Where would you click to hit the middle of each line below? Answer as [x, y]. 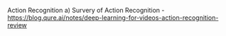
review [17, 25]
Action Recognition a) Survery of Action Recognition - [86, 10]
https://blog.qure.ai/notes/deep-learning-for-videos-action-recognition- [113, 18]
